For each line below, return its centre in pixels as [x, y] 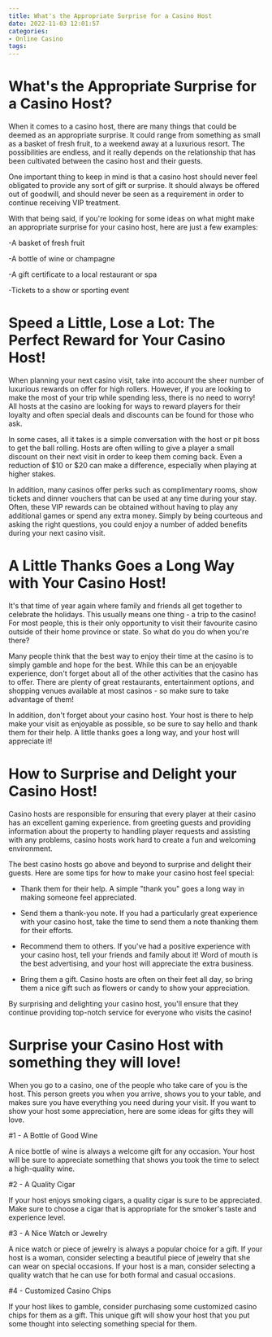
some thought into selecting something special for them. [103, 1323]
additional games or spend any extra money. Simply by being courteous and [136, 515]
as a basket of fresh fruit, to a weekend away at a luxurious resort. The [127, 144]
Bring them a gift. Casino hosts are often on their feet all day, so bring [136, 979]
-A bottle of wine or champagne [62, 259]
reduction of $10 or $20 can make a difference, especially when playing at [133, 465]
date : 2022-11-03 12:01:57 [54, 24]
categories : [28, 31]
